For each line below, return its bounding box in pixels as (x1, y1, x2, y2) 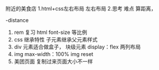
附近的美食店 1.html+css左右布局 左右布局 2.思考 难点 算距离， (5, 5, 157, 12)
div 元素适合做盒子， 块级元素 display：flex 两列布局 (13, 43, 141, 50)
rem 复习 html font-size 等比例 (13, 29, 87, 36)
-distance (5, 17, 29, 23)
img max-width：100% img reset (13, 51, 93, 57)
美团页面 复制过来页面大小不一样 (13, 58, 93, 65)
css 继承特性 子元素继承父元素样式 (13, 36, 98, 43)
